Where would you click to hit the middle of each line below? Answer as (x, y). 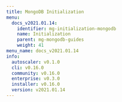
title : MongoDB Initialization (45, 12)
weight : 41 (30, 46)
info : (13, 56)
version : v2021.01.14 (39, 90)
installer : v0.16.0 (36, 85)
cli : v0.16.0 (28, 67)
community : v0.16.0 (36, 73)
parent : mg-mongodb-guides (51, 40)
